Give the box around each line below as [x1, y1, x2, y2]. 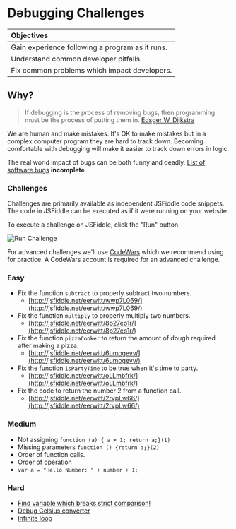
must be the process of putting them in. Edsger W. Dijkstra [24, 115, 195, 124]
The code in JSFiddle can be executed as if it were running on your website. [7, 207, 229, 215]
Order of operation [17, 458, 72, 466]
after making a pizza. [17, 341, 79, 350]
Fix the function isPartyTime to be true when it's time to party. [17, 364, 199, 372]
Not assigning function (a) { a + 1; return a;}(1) [17, 435, 171, 444]
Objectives [11, 30, 48, 40]
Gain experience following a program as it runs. [11, 42, 167, 52]
